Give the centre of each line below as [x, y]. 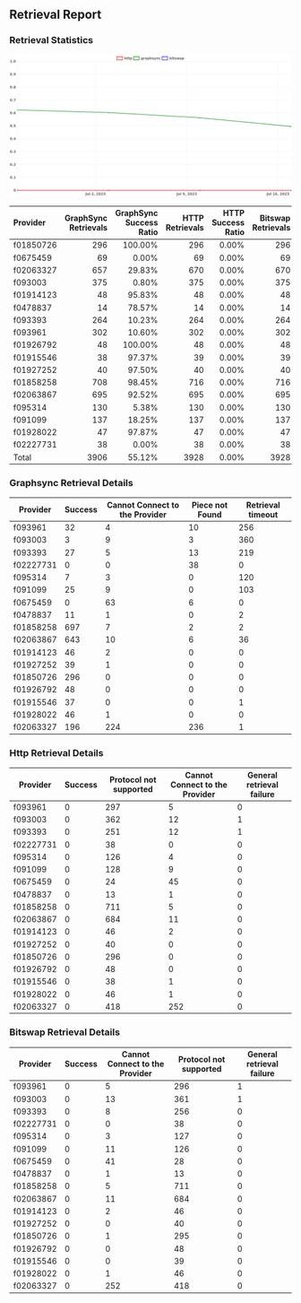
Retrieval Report [56, 15]
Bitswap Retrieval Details [65, 1032]
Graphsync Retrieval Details [71, 483]
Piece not [210, 505]
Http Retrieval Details [56, 752]
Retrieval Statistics [52, 40]
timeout [263, 514]
